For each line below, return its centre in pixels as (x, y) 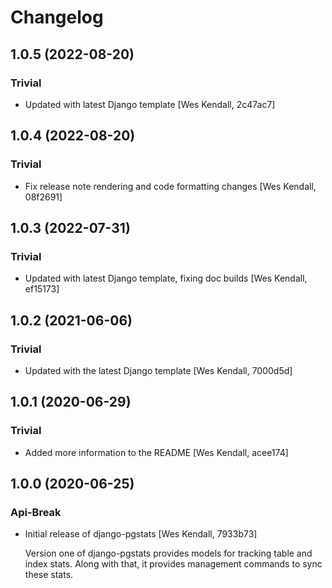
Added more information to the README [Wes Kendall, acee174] (156, 452)
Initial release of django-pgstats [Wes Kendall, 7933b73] (141, 534)
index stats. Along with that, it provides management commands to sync (173, 564)
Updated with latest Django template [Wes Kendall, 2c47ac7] (150, 104)
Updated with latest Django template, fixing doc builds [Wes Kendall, (166, 278)
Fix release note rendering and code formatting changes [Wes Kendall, (170, 186)
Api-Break (36, 512)
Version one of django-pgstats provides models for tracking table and (168, 553)
